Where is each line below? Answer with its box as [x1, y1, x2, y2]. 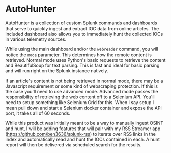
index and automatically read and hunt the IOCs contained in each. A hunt [5, 136, 160, 142]
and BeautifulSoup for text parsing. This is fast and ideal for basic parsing [5, 62, 160, 68]
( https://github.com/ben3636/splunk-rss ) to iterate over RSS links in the [5, 131, 156, 137]
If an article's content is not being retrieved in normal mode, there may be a [5, 78, 163, 84]
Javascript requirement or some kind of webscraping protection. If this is [5, 83, 158, 89]
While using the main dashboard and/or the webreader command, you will [5, 46, 159, 52]
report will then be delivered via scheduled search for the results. [5, 141, 142, 148]
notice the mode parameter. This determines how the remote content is [5, 52, 152, 58]
